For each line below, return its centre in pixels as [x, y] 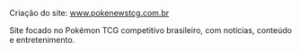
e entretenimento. [42, 40]
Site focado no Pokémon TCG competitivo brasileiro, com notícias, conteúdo [150, 30]
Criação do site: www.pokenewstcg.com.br [89, 13]
